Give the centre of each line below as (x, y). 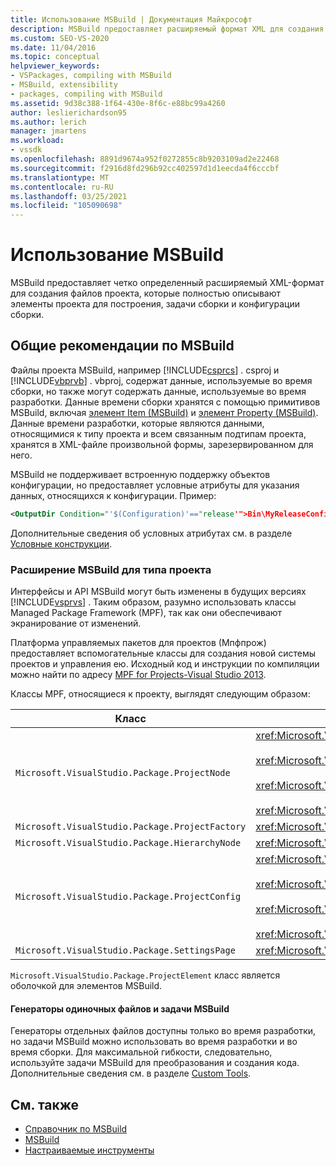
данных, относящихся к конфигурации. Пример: (113, 495)
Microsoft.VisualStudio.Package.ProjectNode (123, 773)
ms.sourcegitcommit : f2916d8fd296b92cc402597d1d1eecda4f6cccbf (145, 168)
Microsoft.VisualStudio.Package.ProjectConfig (128, 897)
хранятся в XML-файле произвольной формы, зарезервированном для (162, 444)
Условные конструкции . (61, 543)
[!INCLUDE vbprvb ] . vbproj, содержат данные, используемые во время (161, 380)
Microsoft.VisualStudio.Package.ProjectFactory (131, 827)
